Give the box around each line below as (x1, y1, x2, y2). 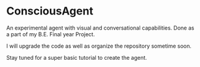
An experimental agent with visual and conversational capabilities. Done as (6, 24, 195, 31)
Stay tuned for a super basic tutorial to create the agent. (6, 54, 148, 61)
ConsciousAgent (6, 4, 93, 18)
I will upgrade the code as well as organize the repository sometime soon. (6, 42, 192, 49)
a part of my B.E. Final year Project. (6, 30, 95, 37)
